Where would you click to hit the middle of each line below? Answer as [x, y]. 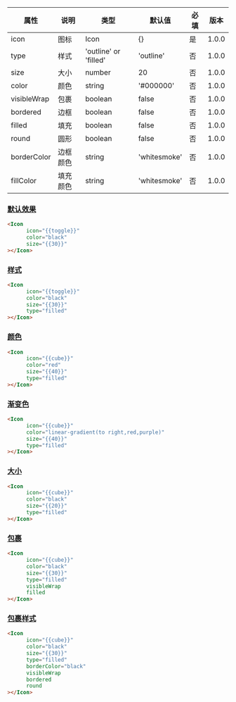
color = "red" [43, 365]
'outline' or [103, 51]
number [98, 72]
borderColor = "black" [56, 666]
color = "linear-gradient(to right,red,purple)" [95, 432]
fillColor [24, 181]
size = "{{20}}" [47, 506]
